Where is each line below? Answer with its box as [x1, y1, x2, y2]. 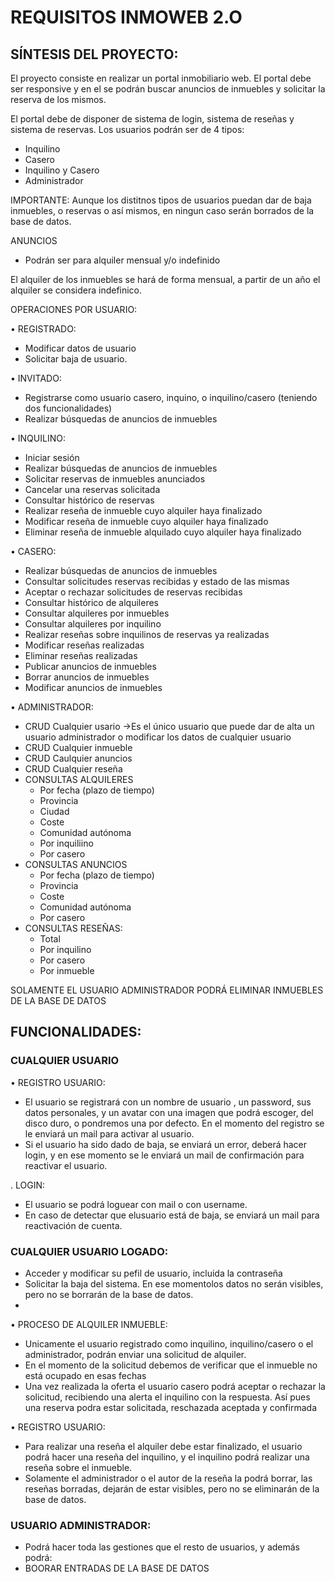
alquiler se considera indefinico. [10, 284, 143, 296]
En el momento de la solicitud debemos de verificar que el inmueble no [24, 1359, 318, 1371]
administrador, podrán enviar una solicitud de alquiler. [24, 1348, 247, 1360]
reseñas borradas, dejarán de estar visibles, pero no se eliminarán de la [24, 1482, 320, 1495]
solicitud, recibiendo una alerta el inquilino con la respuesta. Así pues [24, 1391, 311, 1403]
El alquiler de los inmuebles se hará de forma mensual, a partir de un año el [10, 274, 321, 285]
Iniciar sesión [24, 452, 80, 463]
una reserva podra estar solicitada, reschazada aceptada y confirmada [24, 1401, 317, 1413]
